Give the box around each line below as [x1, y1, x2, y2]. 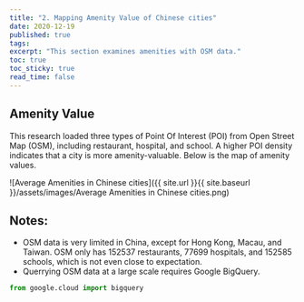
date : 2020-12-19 [9, 22, 75, 31]
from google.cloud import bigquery [9, 284, 144, 293]
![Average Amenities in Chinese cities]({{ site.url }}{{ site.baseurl [9, 176, 251, 187]
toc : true [9, 55, 47, 65]
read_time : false [9, 73, 75, 82]
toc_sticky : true [9, 65, 75, 74]
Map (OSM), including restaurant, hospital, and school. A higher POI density [9, 140, 293, 151]
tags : [9, 38, 30, 48]
